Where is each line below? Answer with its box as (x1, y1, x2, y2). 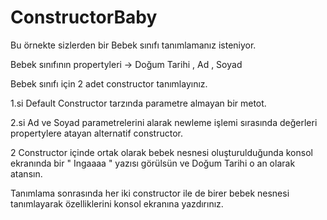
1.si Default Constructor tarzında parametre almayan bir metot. (10, 97, 267, 109)
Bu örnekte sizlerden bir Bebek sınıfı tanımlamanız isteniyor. (10, 39, 257, 51)
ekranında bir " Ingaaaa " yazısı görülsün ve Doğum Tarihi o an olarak (10, 157, 296, 169)
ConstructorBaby (10, 6, 158, 29)
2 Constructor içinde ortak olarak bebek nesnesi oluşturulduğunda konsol (10, 146, 313, 158)
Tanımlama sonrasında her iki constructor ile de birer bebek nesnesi (10, 187, 290, 199)
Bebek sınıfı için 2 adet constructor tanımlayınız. (10, 77, 208, 90)
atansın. (10, 167, 43, 180)
